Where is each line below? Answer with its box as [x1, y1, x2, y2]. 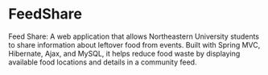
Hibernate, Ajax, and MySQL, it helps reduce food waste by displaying [8, 48, 241, 58]
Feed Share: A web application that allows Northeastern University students [8, 31, 260, 41]
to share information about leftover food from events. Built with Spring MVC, [8, 40, 261, 49]
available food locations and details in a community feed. [8, 57, 197, 67]
